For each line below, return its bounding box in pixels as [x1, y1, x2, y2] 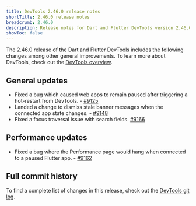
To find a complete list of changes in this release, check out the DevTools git [6, 187, 190, 194]
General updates [6, 75, 68, 85]
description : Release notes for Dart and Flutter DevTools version [6, 25, 174, 31]
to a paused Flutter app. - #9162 [14, 154, 92, 161]
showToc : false [6, 30, 43, 36]
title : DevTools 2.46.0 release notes [6, 8, 100, 15]
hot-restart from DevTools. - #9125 [14, 97, 99, 104]
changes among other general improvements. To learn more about [6, 53, 166, 60]
